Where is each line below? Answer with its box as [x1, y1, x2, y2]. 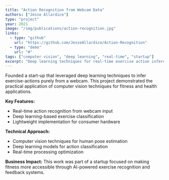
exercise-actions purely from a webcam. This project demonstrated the [5, 78, 153, 84]
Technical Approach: [5, 129, 50, 135]
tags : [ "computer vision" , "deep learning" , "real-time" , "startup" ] [5, 54, 154, 59]
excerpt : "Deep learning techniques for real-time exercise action [5, 59, 150, 64]
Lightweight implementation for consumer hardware [12, 119, 121, 125]
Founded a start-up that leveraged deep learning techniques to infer [5, 72, 146, 78]
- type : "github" [10, 36, 46, 41]
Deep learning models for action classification [12, 144, 108, 150]
